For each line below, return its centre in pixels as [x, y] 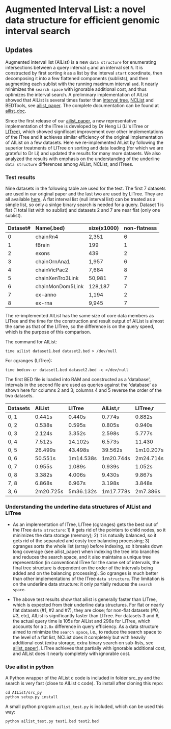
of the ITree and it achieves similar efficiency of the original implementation [84, 137]
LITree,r [145, 408]
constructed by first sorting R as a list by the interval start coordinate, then [84, 73]
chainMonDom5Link [60, 287]
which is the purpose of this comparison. [48, 332]
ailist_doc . [16, 111]
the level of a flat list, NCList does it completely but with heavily [79, 637]
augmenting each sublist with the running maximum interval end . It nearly [82, 84]
